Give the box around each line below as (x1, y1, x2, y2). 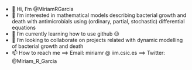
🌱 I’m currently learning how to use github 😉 (11, 30, 120, 37)
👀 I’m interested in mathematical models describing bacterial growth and (11, 12, 187, 19)
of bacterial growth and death (11, 43, 84, 50)
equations (11, 24, 36, 31)
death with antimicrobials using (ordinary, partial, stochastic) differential (11, 18, 185, 24)
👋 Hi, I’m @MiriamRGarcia (11, 6, 74, 12)
